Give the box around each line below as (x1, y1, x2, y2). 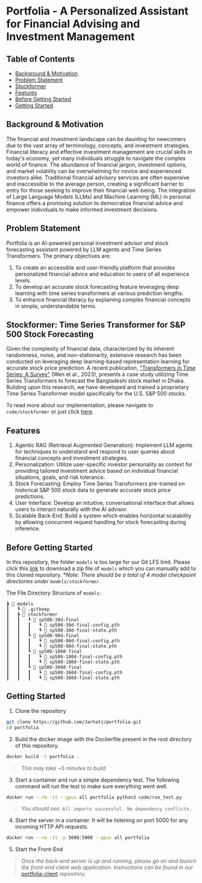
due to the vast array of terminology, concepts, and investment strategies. (6, 142, 191, 149)
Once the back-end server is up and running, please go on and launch (21, 858, 197, 865)
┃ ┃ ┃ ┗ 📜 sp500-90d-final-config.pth (6, 638, 120, 644)
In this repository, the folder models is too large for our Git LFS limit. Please (6, 559, 191, 566)
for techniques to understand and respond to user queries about (14, 448, 175, 455)
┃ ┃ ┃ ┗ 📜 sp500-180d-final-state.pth (6, 659, 120, 665)
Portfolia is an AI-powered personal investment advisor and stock (6, 239, 169, 247)
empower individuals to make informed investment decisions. (6, 206, 159, 213)
